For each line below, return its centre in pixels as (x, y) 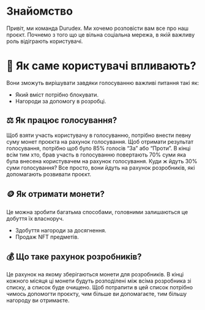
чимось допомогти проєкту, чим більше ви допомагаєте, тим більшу (97, 294)
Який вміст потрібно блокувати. (57, 94)
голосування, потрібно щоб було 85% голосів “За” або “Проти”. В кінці (99, 148)
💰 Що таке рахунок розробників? (74, 256)
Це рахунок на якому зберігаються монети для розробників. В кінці (95, 275)
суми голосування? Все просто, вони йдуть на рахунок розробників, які (101, 168)
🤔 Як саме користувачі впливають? (101, 66)
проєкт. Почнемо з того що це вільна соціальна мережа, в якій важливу (101, 34)
